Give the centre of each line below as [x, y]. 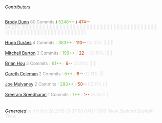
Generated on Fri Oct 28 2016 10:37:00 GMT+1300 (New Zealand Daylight [80, 111]
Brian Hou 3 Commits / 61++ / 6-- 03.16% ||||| [51, 63]
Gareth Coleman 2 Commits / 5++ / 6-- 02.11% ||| [54, 74]
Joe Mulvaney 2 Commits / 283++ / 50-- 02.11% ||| [56, 84]
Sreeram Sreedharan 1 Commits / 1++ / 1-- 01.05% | [57, 95]
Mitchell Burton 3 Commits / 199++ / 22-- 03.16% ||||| [59, 53]
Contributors [18, 7]
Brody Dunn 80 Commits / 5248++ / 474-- [48, 22]
